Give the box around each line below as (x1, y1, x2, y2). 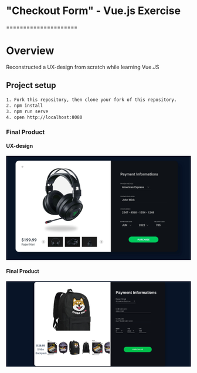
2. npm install (6, 103, 43, 108)
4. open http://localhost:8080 (6, 114, 83, 120)
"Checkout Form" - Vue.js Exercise (6, 4, 181, 18)
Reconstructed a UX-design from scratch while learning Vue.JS (6, 63, 159, 70)
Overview (6, 44, 55, 57)
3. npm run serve (6, 108, 49, 114)
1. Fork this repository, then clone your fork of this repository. (6, 97, 177, 103)
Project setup (6, 80, 57, 90)
